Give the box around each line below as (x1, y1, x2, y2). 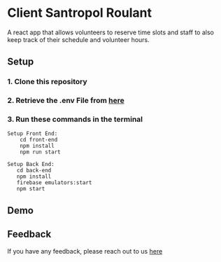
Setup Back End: (7, 161, 55, 168)
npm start (16, 186, 45, 193)
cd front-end (20, 137, 58, 144)
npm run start (20, 149, 61, 156)
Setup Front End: (7, 130, 58, 137)
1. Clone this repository (7, 77, 87, 87)
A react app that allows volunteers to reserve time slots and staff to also (7, 28, 215, 36)
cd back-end (16, 167, 52, 174)
